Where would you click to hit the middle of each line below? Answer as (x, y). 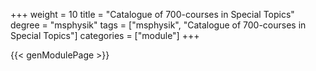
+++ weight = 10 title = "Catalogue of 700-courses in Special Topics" (152, 14)
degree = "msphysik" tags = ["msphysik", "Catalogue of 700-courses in (158, 25)
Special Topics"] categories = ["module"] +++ (105, 35)
